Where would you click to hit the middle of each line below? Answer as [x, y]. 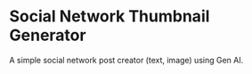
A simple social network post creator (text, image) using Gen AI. [126, 60]
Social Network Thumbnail [110, 16]
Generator [48, 35]
